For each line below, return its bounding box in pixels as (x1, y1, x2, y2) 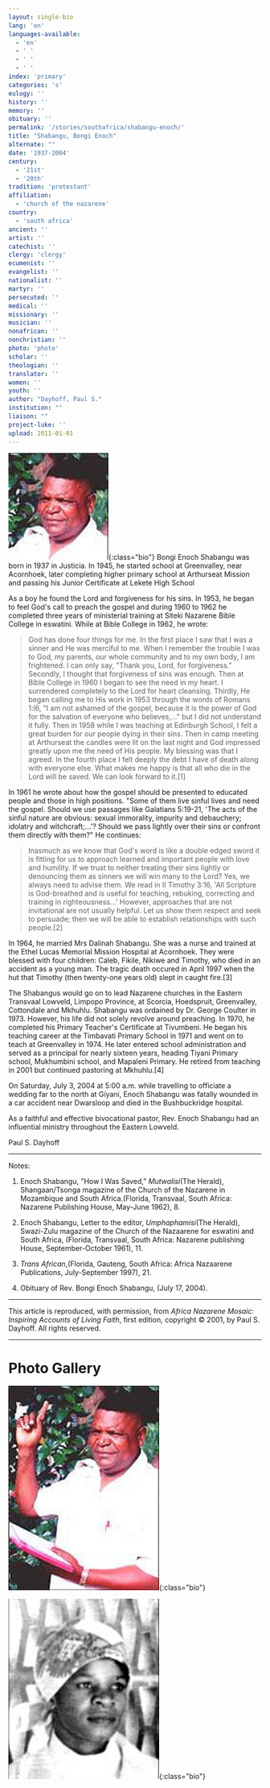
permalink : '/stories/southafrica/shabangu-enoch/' (8, 123, 185, 132)
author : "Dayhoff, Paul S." (8, 395, 103, 404)
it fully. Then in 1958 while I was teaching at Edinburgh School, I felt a (27, 720, 258, 730)
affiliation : (8, 192, 52, 200)
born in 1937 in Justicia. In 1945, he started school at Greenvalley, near (8, 561, 243, 570)
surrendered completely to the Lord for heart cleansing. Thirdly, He (27, 685, 251, 696)
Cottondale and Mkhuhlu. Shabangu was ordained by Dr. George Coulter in (8, 1005, 256, 1015)
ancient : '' (8, 226, 48, 234)
